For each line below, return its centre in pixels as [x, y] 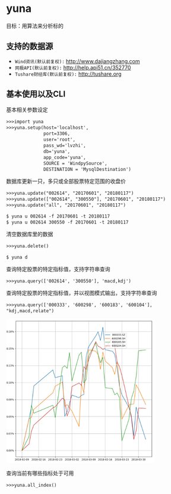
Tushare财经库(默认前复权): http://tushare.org [68, 74]
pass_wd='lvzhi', [65, 145]
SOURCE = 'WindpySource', [76, 163]
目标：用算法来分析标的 [35, 26]
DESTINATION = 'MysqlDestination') [88, 169]
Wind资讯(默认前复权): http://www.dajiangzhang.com [77, 61]
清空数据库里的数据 [30, 234]
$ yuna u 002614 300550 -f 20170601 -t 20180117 [67, 222]
